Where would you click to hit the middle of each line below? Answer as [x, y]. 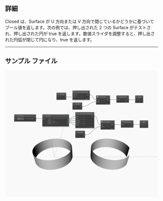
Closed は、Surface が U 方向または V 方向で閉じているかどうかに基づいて [80, 21]
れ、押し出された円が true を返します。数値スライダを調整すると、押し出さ [80, 34]
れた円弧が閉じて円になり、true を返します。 [50, 39]
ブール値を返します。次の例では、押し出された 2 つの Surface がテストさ [78, 27]
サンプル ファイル [31, 61]
